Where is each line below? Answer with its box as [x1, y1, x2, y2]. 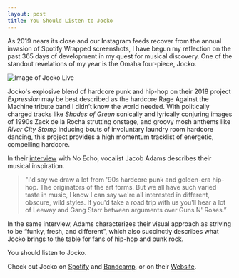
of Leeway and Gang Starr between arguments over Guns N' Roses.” [24, 205, 227, 214]
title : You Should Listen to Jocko [7, 17, 113, 24]
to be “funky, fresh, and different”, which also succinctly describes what [7, 227, 219, 235]
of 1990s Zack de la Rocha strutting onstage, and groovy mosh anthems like [7, 117, 231, 125]
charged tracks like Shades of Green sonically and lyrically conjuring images [7, 110, 233, 118]
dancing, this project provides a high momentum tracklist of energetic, [7, 133, 214, 141]
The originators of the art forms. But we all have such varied [40, 182, 217, 191]
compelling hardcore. [7, 140, 70, 148]
